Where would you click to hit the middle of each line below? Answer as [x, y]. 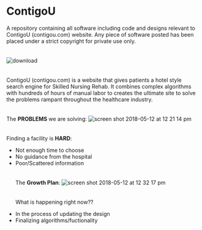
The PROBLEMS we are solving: [47, 119]
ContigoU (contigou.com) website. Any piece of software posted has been [100, 34]
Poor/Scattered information [50, 163]
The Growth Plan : [38, 182]
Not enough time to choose [50, 150]
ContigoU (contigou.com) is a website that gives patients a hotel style [94, 80]
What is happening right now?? [54, 202]
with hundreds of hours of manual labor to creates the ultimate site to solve [101, 93]
